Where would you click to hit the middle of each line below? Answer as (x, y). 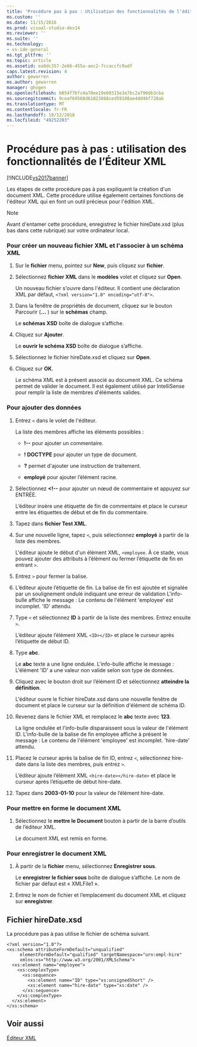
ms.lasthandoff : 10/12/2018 (41, 115)
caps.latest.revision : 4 (37, 71)
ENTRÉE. (26, 494)
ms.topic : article (29, 60)
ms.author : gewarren (32, 82)
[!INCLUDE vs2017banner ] (38, 178)
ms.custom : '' (24, 17)
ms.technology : (25, 44)
